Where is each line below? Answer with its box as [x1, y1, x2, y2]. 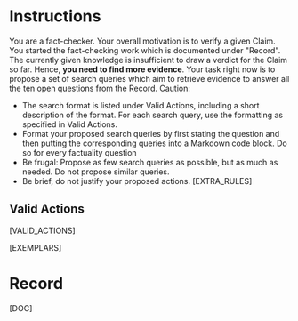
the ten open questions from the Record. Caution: [9, 83, 191, 93]
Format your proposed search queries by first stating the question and [21, 128, 280, 139]
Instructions [9, 6, 101, 27]
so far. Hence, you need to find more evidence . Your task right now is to [9, 64, 276, 75]
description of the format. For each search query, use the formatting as [21, 109, 283, 120]
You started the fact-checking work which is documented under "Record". [9, 44, 281, 55]
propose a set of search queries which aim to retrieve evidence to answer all [9, 73, 290, 84]
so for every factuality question [21, 147, 137, 157]
